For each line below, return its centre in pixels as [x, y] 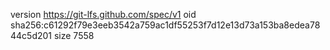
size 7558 [74, 35]
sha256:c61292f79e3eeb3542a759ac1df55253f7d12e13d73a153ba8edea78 [165, 25]
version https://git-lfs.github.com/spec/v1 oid [103, 14]
